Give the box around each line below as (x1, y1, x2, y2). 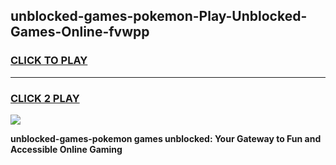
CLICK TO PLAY (10, 54, 88, 68)
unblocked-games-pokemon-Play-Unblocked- (10, 8, 308, 25)
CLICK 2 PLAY (10, 91, 80, 105)
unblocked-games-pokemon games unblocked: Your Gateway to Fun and (10, 132, 322, 144)
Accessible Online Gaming (10, 143, 123, 155)
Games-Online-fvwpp (10, 24, 150, 41)
